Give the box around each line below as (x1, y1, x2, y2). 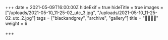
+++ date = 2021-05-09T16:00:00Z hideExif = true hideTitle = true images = (5, 5, 164, 10)
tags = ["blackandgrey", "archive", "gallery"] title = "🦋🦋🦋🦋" (36, 15, 159, 21)
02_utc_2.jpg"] (5, 15, 36, 21)
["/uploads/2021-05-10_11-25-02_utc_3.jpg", (5, 10, 96, 16)
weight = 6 (5, 20, 28, 26)
